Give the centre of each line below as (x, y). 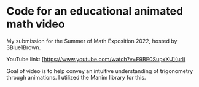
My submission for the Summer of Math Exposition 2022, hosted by (92, 41)
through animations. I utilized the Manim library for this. (76, 77)
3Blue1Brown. (24, 47)
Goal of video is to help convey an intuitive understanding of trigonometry (100, 71)
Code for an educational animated (95, 11)
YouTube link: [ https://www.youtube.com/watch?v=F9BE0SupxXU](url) (96, 59)
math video (36, 24)
